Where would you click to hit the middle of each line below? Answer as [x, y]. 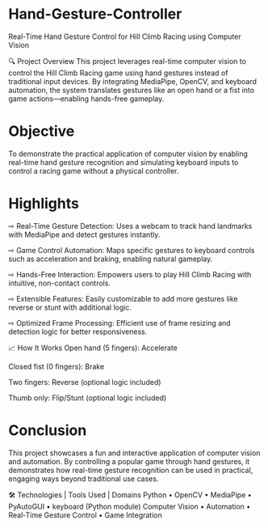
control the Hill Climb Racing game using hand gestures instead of [118, 73]
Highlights [44, 204]
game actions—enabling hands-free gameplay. [86, 99]
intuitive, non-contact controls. [60, 283]
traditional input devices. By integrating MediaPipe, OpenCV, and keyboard [132, 81]
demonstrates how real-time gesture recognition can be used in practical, [131, 470]
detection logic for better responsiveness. [78, 332]
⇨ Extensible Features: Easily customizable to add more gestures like [123, 298]
